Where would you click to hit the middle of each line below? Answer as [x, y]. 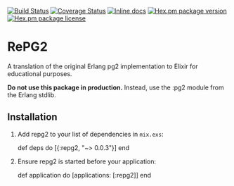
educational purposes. [40, 73]
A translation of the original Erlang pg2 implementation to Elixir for [103, 66]
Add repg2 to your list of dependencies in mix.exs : [90, 134]
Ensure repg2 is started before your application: [87, 161]
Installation [32, 117]
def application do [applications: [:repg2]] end [84, 175]
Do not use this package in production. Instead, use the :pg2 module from [116, 87]
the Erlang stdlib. [32, 94]
